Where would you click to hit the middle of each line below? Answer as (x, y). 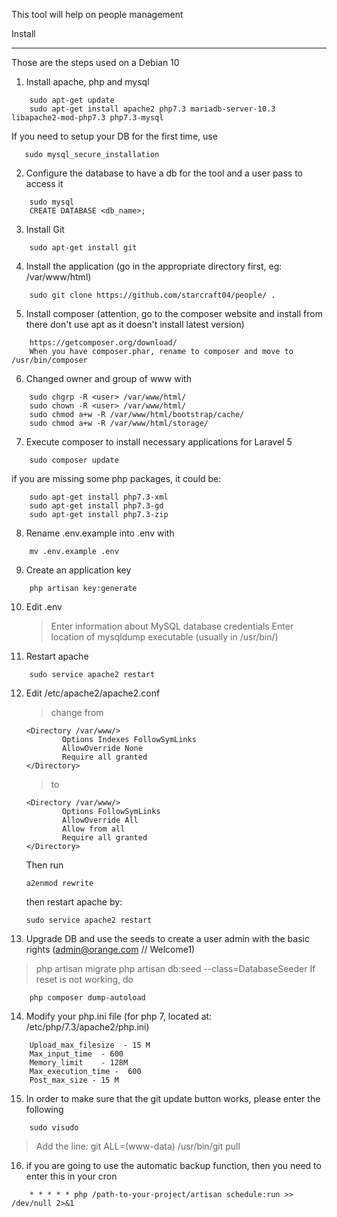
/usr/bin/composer (49, 360)
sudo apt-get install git (83, 248)
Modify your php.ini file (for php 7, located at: (119, 1016)
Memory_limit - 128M (79, 1063)
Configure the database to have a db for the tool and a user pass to (164, 173)
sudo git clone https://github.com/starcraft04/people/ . (152, 295)
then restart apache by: (74, 902)
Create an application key (78, 570)
